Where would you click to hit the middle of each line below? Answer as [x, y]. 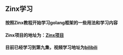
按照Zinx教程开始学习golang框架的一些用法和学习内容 [61, 22]
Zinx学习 [19, 9]
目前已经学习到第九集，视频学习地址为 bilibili [51, 47]
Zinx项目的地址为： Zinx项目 [35, 35]
